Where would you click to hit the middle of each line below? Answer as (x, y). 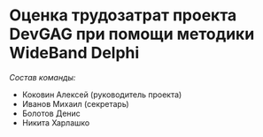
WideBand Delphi (74, 53)
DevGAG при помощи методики (132, 34)
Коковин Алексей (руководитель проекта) (102, 95)
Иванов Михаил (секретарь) (76, 103)
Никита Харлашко (56, 122)
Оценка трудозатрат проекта (123, 15)
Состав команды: (43, 77)
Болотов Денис (51, 113)
